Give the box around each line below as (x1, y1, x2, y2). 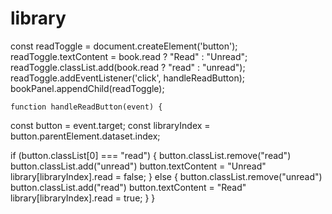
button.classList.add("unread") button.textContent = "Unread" (10, 160, 267, 172)
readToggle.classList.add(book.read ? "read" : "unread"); (10, 61, 246, 73)
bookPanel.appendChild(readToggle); (10, 82, 165, 94)
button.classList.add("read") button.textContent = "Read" (10, 181, 247, 193)
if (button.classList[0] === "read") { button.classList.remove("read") (10, 149, 292, 161)
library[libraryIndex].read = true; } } (10, 192, 156, 204)
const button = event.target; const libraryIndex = (10, 119, 211, 131)
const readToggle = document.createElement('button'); (10, 40, 238, 52)
